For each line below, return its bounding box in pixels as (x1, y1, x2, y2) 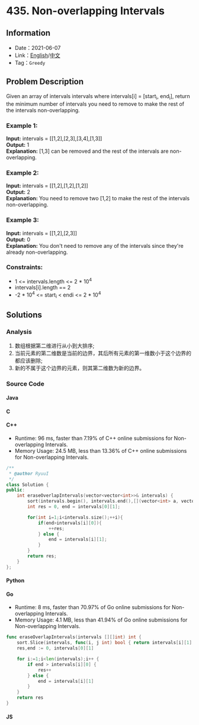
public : (6, 487, 25, 493)
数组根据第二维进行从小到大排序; (14, 342, 95, 349)
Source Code (6, 379, 44, 387)
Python (6, 577, 25, 584)
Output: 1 (6, 141, 30, 148)
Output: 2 (6, 188, 31, 196)
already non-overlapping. (6, 248, 68, 256)
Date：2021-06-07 (14, 45, 61, 51)
